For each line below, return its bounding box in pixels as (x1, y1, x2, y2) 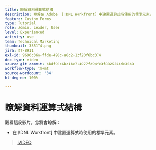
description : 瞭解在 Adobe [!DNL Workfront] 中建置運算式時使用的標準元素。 (5, 12, 154, 17)
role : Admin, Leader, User (5, 25, 60, 30)
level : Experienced (5, 30, 45, 35)
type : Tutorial (5, 21, 36, 26)
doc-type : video (5, 57, 38, 62)
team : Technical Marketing (5, 39, 60, 44)
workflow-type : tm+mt (5, 66, 49, 71)
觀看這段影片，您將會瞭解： (5, 119, 61, 125)
